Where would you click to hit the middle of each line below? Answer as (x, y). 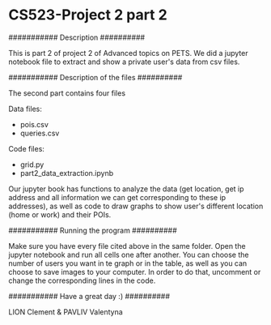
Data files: (25, 109)
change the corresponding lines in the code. (82, 280)
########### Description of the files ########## (95, 77)
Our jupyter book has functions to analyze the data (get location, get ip (126, 189)
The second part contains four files (67, 93)
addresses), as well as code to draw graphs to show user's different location (136, 206)
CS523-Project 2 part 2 (88, 15)
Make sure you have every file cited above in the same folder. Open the (127, 246)
